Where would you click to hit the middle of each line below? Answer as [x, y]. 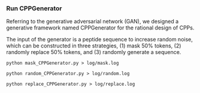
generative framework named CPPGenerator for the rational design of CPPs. [100, 28]
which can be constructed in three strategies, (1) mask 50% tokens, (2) [94, 46]
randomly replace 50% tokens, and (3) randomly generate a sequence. [94, 52]
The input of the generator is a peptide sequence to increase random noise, [100, 40]
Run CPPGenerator [34, 8]
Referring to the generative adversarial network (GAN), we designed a [93, 22]
